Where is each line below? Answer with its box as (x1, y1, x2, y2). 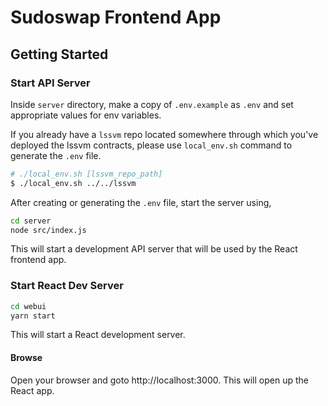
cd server (10, 216, 52, 226)
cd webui (10, 301, 47, 311)
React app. (10, 384, 55, 396)
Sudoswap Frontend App (10, 6, 222, 29)
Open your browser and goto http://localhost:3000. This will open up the (10, 374, 309, 386)
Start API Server (10, 76, 91, 90)
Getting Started (10, 46, 109, 63)
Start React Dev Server (10, 279, 124, 293)
